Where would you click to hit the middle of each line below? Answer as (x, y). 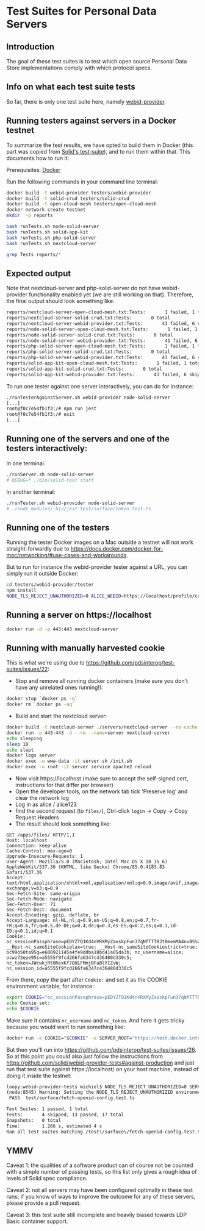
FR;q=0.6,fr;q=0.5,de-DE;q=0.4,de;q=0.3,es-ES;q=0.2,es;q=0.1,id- (92, 926)
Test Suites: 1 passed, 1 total (47, 1109)
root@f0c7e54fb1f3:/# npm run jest (52, 409)
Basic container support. (37, 1221)
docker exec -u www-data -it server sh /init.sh (69, 761)
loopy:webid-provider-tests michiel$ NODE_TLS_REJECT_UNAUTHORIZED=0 (97, 1086)
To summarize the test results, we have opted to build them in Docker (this (100, 145)
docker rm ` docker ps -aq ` (41, 705)
